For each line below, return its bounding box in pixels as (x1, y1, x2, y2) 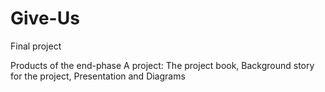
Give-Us (10, 7, 80, 30)
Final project (10, 40, 62, 52)
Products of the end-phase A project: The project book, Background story (10, 59, 315, 71)
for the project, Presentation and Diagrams (10, 70, 186, 82)
